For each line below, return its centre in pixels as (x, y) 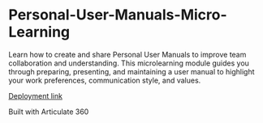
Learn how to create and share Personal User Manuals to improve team (127, 54)
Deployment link (36, 95)
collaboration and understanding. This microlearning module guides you (129, 63)
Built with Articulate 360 (49, 112)
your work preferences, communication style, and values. (105, 80)
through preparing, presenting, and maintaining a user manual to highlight (131, 71)
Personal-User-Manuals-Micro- (118, 15)
